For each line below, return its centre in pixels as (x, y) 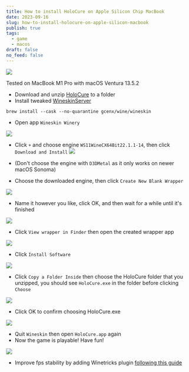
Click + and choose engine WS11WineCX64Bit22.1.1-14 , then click (92, 145)
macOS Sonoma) (35, 169)
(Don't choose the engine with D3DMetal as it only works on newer (94, 163)
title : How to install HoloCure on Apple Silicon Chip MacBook (85, 11)
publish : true (24, 28)
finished (24, 209)
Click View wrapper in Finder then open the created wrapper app (94, 232)
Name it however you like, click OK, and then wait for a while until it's (98, 203)
